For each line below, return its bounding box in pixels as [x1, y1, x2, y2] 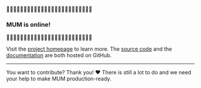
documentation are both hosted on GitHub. [6, 52, 112, 59]
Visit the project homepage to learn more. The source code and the [6, 45, 172, 53]
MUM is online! [6, 20, 51, 29]
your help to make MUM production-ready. [6, 75, 112, 83]
